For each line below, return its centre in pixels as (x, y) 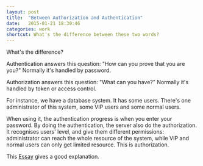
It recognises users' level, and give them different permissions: (85, 132)
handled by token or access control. (52, 88)
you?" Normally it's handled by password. (59, 70)
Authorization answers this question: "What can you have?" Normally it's (98, 82)
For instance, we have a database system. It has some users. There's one (98, 101)
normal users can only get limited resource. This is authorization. (88, 145)
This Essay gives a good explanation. (53, 157)
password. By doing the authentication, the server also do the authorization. (101, 125)
